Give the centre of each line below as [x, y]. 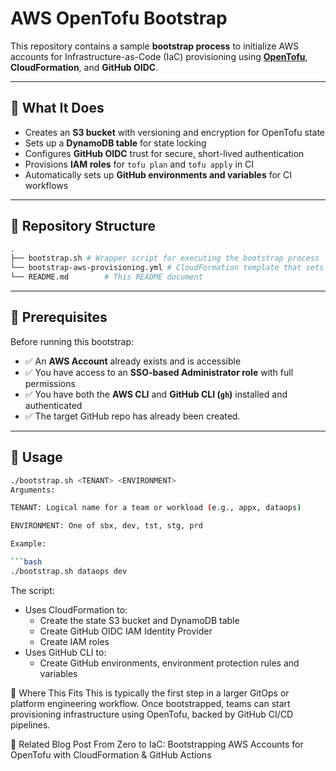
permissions [50, 383]
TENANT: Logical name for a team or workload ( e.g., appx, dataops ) [156, 508]
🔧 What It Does [57, 108]
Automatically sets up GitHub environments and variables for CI [158, 174]
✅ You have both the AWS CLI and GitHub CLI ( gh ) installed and [156, 394]
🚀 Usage [36, 457]
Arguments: [33, 490]
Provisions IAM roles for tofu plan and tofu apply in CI [139, 164]
